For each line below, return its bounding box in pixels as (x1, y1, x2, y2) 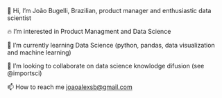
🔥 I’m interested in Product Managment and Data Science (7, 28, 171, 35)
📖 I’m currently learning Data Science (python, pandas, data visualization (7, 41, 215, 49)
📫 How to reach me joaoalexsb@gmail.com (7, 83, 133, 91)
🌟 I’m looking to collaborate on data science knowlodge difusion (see (7, 62, 205, 70)
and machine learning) (7, 48, 71, 57)
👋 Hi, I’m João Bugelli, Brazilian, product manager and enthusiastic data (7, 7, 212, 14)
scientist (7, 14, 32, 22)
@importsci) (7, 69, 42, 77)
